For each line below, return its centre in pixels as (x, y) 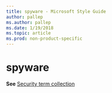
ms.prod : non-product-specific (44, 39)
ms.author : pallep (28, 22)
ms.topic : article (28, 33)
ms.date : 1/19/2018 (30, 28)
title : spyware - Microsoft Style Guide (56, 11)
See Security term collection (40, 84)
